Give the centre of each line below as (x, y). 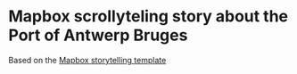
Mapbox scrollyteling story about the (148, 16)
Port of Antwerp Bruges (98, 35)
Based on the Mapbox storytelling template (87, 60)
